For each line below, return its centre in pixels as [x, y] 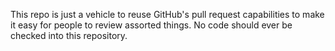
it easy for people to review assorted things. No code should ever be [151, 25]
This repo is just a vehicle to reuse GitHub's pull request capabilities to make [167, 14]
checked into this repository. [69, 35]
